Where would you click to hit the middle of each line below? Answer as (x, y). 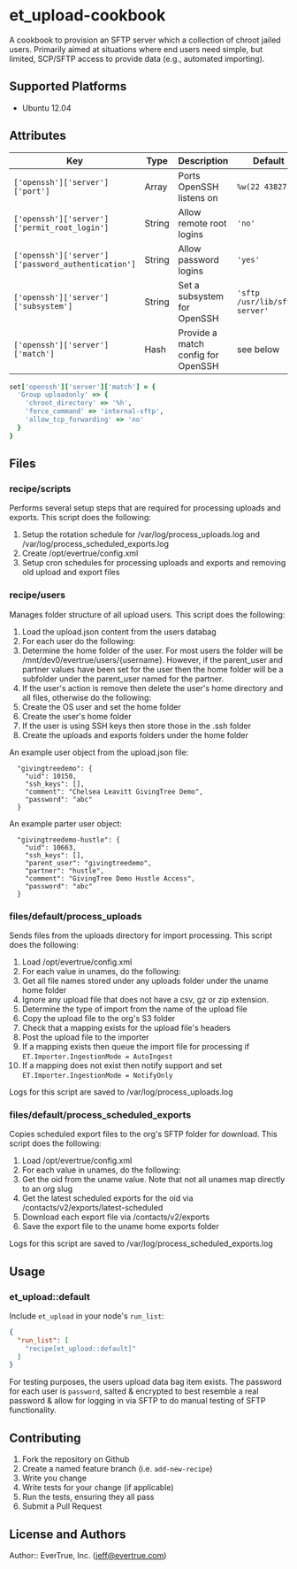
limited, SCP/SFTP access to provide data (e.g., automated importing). (137, 58)
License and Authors (68, 1534)
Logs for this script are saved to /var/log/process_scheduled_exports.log (141, 1243)
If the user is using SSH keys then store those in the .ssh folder (137, 726)
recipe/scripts (40, 489)
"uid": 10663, (51, 847)
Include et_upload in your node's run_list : (87, 1316)
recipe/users (38, 596)
